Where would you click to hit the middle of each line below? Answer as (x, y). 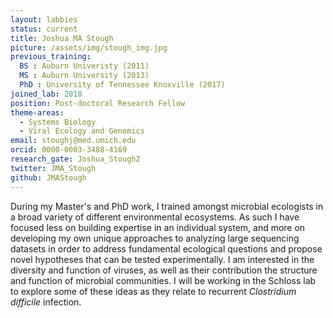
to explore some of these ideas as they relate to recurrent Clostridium (153, 291)
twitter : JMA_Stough (53, 168)
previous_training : (51, 57)
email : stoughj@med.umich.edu (73, 141)
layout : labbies (44, 19)
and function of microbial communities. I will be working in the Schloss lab (163, 280)
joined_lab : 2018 (46, 94)
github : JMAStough (48, 177)
